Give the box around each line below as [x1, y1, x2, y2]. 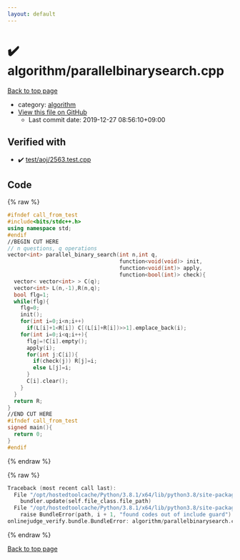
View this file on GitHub [17, 108, 88, 116]
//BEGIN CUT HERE [7, 238, 59, 245]
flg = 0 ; [20, 304, 40, 311]
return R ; [14, 397, 43, 404]
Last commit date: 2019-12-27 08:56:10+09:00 [28, 115, 166, 124]
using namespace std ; [7, 224, 72, 232]
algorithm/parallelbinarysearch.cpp [7, 62, 225, 79]
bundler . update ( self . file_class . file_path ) [20, 498, 152, 505]
